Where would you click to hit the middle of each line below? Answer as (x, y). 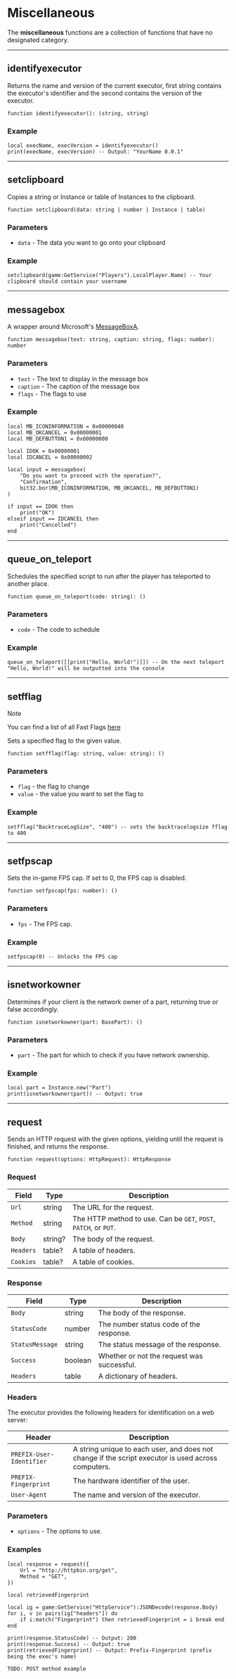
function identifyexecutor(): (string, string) (78, 113)
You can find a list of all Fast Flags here (64, 727)
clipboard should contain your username (67, 282)
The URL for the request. (113, 1207)
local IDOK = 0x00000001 (44, 451)
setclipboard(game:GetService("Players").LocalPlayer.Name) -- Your (110, 276)
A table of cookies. (104, 1262)
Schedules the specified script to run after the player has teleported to (109, 576)
